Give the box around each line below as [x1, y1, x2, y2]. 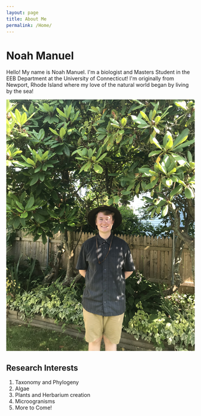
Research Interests [6, 363, 78, 373]
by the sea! [6, 87, 34, 95]
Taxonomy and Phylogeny [14, 379, 79, 386]
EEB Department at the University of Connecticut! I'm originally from [6, 75, 175, 82]
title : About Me [6, 16, 47, 22]
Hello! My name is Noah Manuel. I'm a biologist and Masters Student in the [6, 69, 190, 76]
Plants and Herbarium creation [14, 391, 91, 399]
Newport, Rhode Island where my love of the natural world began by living [6, 81, 189, 89]
